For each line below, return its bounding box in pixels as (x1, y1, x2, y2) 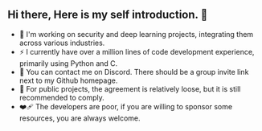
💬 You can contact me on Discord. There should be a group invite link (18, 67, 249, 76)
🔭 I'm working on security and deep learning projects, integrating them (18, 29, 254, 39)
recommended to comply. (18, 92, 105, 102)
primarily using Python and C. (18, 58, 118, 68)
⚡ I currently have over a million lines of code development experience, (18, 47, 255, 56)
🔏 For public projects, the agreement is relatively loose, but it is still (18, 84, 241, 93)
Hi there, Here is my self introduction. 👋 (7, 8, 208, 22)
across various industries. (18, 38, 105, 47)
